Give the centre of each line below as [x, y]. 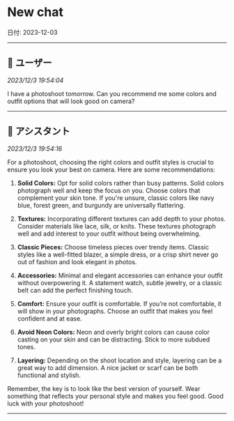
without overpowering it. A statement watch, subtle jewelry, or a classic [119, 282]
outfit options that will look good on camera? [71, 101]
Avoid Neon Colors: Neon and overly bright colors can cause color [114, 332]
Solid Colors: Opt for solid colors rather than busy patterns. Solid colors [120, 183]
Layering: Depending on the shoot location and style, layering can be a [119, 360]
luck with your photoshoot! [46, 403]
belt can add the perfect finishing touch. [75, 290]
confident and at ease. [49, 319]
